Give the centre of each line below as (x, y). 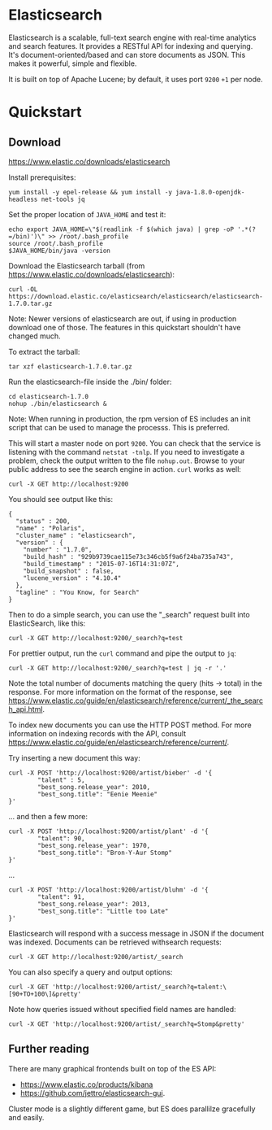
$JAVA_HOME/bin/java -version (60, 251)
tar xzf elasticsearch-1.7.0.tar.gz (70, 366)
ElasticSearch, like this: (47, 623)
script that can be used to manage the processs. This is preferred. (119, 427)
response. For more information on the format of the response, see (120, 692)
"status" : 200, (43, 521)
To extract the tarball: (44, 351)
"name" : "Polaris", (50, 528)
